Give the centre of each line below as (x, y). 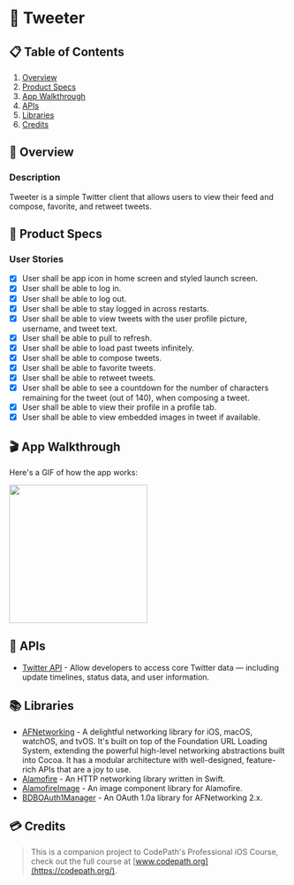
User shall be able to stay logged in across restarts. (115, 308)
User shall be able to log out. (74, 298)
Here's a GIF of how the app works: (74, 472)
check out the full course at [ (83, 861)
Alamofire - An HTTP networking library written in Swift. (124, 779)
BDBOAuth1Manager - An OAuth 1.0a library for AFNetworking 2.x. (142, 797)
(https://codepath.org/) (73, 871)
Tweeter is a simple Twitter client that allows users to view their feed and (141, 196)
